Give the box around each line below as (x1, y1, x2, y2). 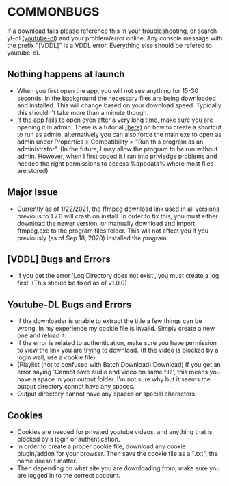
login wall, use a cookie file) (16, 353, 96, 361)
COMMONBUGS (7, 4, 100, 20)
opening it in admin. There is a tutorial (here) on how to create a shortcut (16, 123, 222, 131)
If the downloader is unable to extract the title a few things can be (16, 317, 203, 325)
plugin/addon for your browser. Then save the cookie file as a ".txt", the (16, 450, 219, 457)
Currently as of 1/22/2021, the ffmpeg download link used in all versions (16, 205, 220, 213)
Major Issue (7, 186, 58, 199)
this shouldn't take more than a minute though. (16, 108, 149, 116)
